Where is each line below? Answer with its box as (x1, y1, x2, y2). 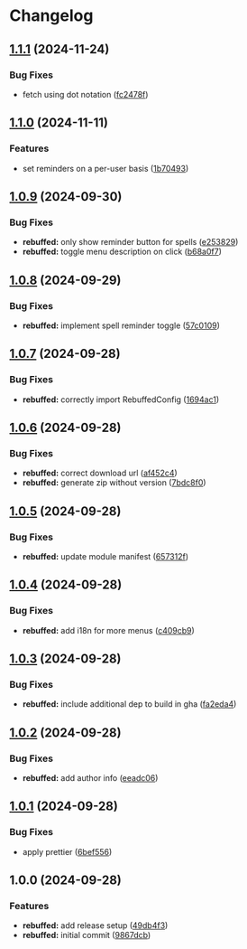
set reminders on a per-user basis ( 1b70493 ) (22, 163, 189, 174)
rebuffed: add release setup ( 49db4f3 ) (22, 920, 169, 931)
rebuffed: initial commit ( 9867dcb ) (22, 930, 151, 941)
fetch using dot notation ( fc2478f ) (22, 89, 149, 99)
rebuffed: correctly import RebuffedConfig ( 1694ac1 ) (22, 394, 219, 405)
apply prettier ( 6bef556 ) (22, 846, 113, 857)
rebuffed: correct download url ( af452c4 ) (22, 467, 178, 479)
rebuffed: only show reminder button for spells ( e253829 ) (22, 237, 239, 248)
